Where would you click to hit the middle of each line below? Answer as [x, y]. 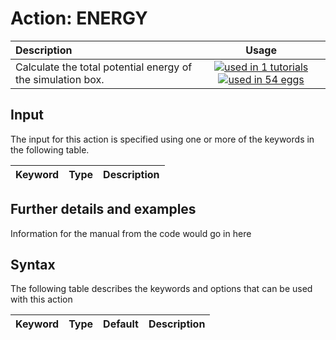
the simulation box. [60, 79]
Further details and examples [103, 209]
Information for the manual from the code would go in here [131, 233]
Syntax [33, 264]
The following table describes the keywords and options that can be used [161, 289]
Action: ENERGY [79, 18]
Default [121, 324]
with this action [41, 299]
